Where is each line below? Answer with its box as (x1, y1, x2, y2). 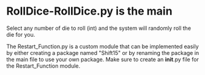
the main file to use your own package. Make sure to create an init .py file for (6, 55, 199, 63)
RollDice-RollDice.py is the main (6, 4, 173, 18)
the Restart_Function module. (6, 62, 81, 70)
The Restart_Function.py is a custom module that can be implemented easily (6, 43, 199, 50)
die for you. (6, 30, 35, 38)
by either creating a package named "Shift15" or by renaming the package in (6, 49, 199, 56)
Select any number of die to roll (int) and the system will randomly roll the (6, 24, 192, 32)
